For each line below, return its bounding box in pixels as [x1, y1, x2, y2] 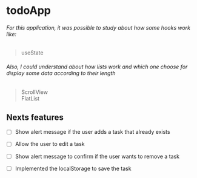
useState [21, 49, 44, 56]
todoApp [6, 4, 52, 18]
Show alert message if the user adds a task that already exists [15, 128, 171, 136]
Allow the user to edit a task [15, 140, 85, 148]
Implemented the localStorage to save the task [15, 165, 132, 172]
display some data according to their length [6, 69, 116, 76]
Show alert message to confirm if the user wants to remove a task [15, 153, 180, 160]
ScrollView [21, 88, 48, 96]
